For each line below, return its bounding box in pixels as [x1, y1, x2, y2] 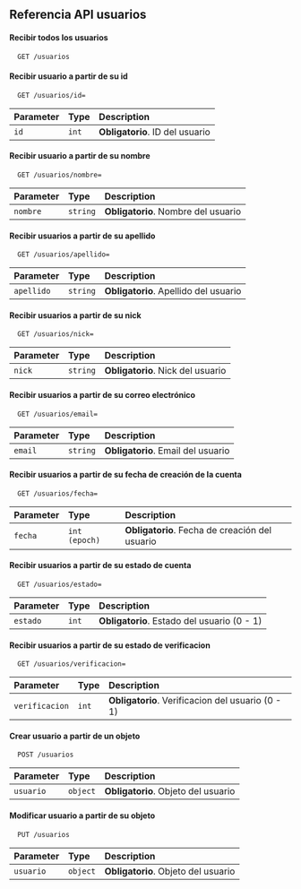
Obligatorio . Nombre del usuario [104, 205, 242, 218]
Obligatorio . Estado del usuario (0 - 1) [98, 615, 262, 627]
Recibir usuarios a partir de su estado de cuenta [9, 560, 192, 571]
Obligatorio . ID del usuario [98, 125, 211, 138]
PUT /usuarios [17, 830, 70, 839]
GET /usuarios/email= [17, 410, 99, 419]
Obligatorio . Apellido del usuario [104, 285, 242, 298]
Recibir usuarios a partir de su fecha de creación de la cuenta [9, 470, 242, 480]
